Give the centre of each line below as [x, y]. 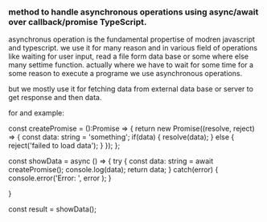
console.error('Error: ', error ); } [60, 178]
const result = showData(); [52, 209]
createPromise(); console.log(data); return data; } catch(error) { [113, 170]
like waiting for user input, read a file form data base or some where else [129, 57]
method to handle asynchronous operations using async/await [133, 12]
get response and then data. [55, 98]
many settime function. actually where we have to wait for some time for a [131, 65]
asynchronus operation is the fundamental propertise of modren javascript [132, 39]
